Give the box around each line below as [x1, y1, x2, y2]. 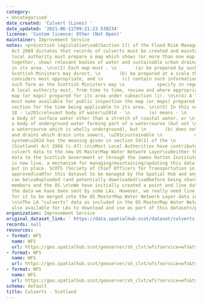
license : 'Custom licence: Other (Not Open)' [6, 31, 122, 37]
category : [6, 8, 31, 15]
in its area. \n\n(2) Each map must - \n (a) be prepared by [11, 64, 185, 71]
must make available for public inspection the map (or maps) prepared [11, 98, 195, 104]
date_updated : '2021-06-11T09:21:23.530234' [6, 25, 120, 32]
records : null [6, 222, 42, 228]
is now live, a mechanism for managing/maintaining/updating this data [11, 160, 195, 166]
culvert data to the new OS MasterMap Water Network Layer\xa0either [11, 149, 189, 155]
